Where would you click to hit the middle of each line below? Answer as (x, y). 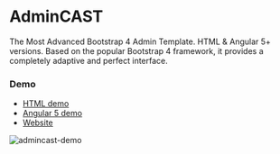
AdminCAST (56, 17)
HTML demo (46, 104)
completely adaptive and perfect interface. (89, 60)
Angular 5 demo (52, 113)
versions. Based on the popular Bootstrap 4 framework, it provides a (136, 50)
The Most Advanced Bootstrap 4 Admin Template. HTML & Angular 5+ (140, 41)
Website (38, 122)
